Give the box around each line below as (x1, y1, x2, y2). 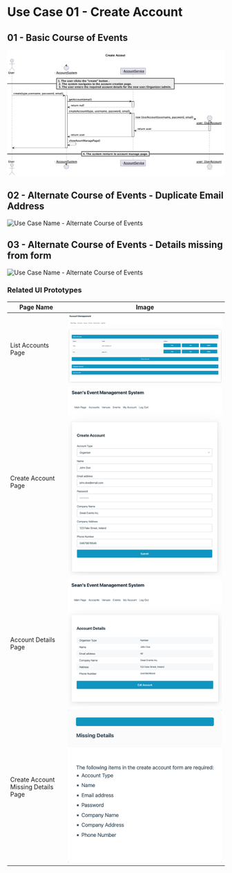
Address (7, 200, 45, 212)
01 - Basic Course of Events (7, 32, 128, 44)
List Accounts (10, 341, 50, 350)
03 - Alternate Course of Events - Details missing (7, 239, 223, 251)
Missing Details (10, 782, 54, 791)
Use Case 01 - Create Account (7, 4, 183, 20)
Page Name (19, 303, 54, 312)
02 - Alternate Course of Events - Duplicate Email (7, 190, 224, 202)
